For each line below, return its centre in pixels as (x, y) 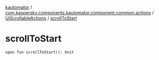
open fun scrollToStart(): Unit (39, 52)
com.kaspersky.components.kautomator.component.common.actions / (79, 13)
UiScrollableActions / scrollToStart (41, 18)
